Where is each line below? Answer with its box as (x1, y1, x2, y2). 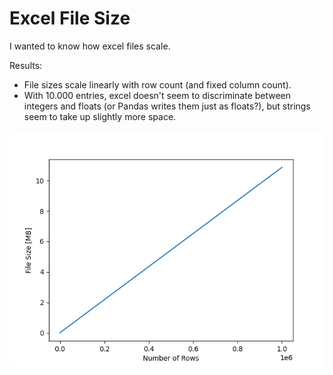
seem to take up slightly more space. (23, 110, 177, 122)
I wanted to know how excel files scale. (9, 40, 171, 52)
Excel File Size (9, 7, 131, 30)
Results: (9, 59, 43, 71)
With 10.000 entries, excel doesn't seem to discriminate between (23, 89, 292, 101)
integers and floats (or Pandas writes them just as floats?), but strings (23, 100, 311, 112)
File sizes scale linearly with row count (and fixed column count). (23, 78, 292, 91)
